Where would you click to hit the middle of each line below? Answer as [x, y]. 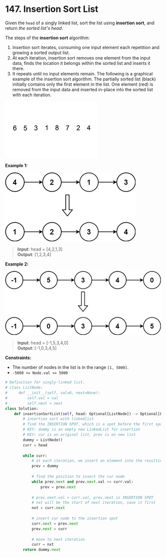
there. [18, 68]
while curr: [35, 456]
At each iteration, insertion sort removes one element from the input [81, 58]
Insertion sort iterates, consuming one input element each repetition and [86, 47]
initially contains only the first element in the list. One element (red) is [83, 84]
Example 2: [17, 264]
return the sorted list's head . [34, 28]
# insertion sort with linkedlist [58, 419]
